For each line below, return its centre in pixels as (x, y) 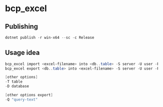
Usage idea (22, 53)
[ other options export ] (29, 95)
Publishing (22, 27)
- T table (14, 82)
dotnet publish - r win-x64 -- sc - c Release (50, 37)
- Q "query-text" (21, 99)
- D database (17, 86)
